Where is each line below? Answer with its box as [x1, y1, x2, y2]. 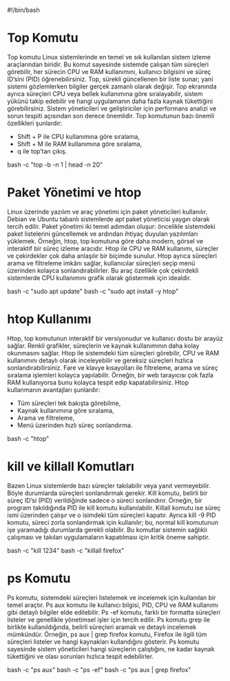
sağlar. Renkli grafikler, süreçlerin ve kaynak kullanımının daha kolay [7, 342, 200, 350]
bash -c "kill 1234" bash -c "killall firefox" [7, 546, 125, 554]
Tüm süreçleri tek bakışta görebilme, [17, 399, 121, 407]
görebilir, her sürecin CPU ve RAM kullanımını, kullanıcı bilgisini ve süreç [7, 67, 211, 75]
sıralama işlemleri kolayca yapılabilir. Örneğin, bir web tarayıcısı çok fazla [7, 371, 213, 379]
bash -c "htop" [7, 434, 50, 442]
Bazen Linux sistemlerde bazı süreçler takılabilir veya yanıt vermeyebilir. [7, 481, 211, 489]
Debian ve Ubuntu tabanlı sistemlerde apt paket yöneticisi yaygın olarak [7, 214, 210, 223]
